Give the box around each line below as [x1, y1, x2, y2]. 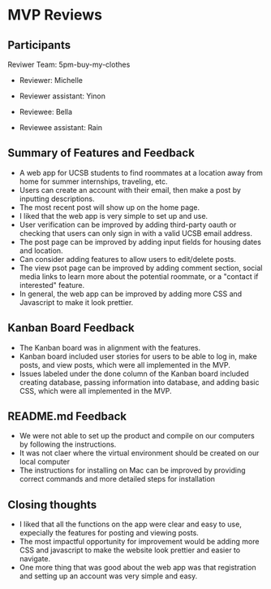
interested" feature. [19, 280, 85, 290]
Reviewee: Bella [19, 107, 73, 116]
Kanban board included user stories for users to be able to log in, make [19, 351, 257, 361]
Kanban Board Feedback [7, 321, 135, 335]
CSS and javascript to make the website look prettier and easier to [19, 545, 241, 555]
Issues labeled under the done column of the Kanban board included [19, 369, 249, 378]
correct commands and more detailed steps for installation [19, 474, 216, 484]
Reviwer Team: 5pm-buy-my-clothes [7, 59, 131, 69]
